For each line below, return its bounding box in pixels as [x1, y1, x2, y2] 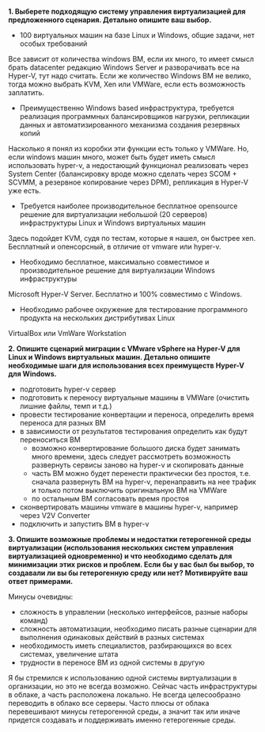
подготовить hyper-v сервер [19, 384, 116, 394]
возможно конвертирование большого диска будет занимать [31, 444, 240, 452]
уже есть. [8, 186, 41, 195]
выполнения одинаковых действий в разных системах [19, 633, 205, 642]
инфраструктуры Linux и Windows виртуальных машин [19, 218, 206, 227]
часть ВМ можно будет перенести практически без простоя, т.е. [31, 469, 251, 478]
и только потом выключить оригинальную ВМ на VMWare [31, 486, 228, 494]
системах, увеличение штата [19, 650, 119, 658]
